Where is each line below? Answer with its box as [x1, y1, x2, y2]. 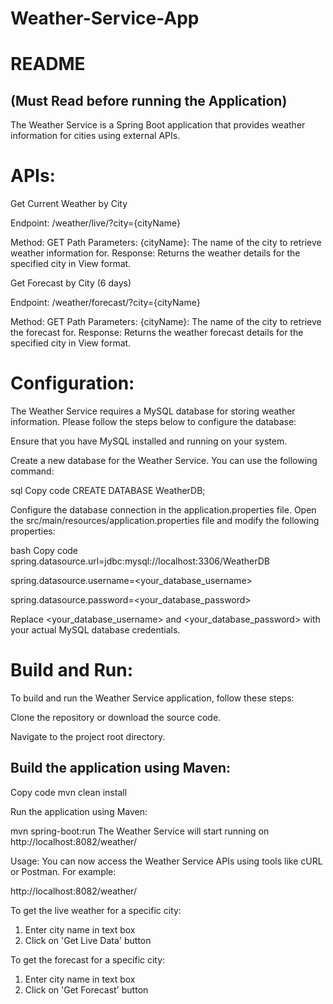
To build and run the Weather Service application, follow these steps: [10, 692, 295, 704]
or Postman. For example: [10, 865, 117, 877]
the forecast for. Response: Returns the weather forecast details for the [10, 327, 304, 339]
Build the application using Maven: [10, 760, 232, 777]
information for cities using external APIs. [10, 130, 181, 142]
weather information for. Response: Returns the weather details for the [10, 247, 301, 259]
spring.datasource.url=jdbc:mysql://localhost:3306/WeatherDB [10, 555, 270, 567]
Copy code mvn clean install [10, 786, 128, 798]
